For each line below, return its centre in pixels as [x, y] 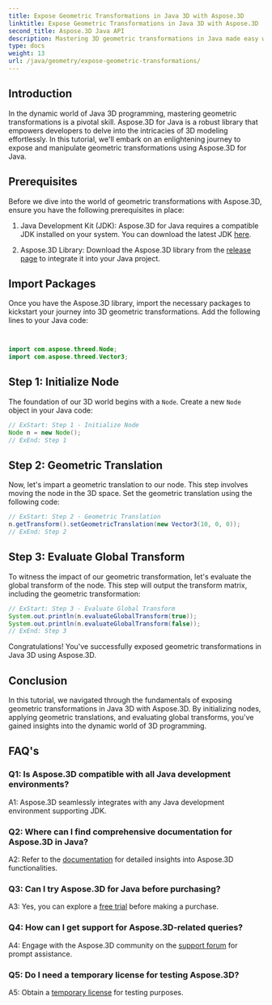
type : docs [27, 46]
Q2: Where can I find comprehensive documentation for [121, 832]
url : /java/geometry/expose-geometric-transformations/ [104, 61]
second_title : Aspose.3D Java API [67, 31]
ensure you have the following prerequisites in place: [96, 210]
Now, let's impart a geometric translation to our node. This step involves [128, 485]
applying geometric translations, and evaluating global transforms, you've [131, 718]
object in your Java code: [51, 410]
